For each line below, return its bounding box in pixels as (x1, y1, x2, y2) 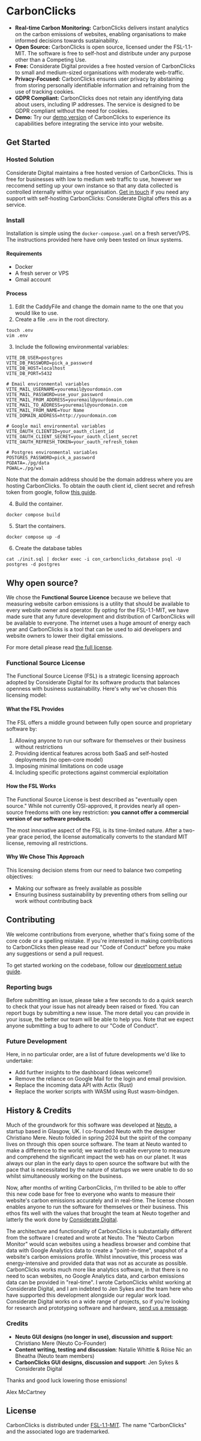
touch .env (6, 328, 34, 334)
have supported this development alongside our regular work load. (6, 1291, 171, 1299)
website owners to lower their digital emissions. (6, 632, 124, 640)
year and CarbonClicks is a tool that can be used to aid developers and (6, 626, 182, 633)
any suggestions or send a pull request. (6, 950, 104, 957)
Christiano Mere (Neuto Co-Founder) (14, 1339, 107, 1347)
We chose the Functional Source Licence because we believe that (6, 594, 171, 601)
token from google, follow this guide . (6, 489, 97, 496)
